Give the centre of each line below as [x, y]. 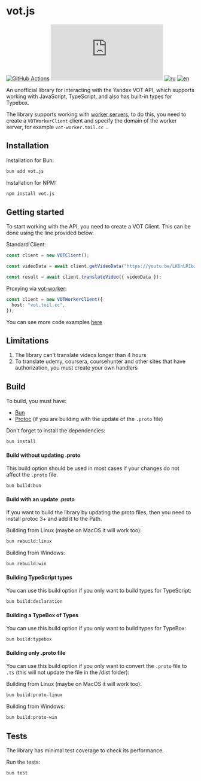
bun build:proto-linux [34, 695]
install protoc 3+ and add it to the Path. [54, 519]
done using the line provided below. [50, 233]
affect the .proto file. [32, 475]
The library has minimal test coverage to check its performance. [85, 751]
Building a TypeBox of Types [42, 615]
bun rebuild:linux [29, 541]
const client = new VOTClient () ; [48, 255]
